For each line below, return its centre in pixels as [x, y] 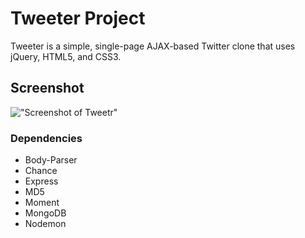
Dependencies [46, 138]
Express [41, 181]
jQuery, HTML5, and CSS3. [66, 56]
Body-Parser [51, 160]
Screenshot [47, 88]
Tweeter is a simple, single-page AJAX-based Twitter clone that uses [153, 46]
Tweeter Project [78, 18]
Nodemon [45, 224]
